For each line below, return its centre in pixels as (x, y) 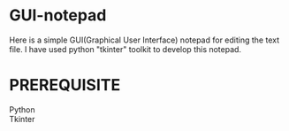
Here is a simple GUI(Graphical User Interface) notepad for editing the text (144, 40)
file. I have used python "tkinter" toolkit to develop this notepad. (125, 49)
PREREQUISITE (65, 85)
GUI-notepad (58, 15)
